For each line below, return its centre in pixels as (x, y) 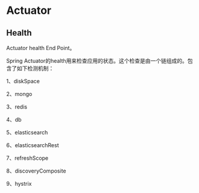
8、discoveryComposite (36, 171)
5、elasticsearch (27, 132)
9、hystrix (19, 184)
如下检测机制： (35, 68)
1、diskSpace (23, 81)
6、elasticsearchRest (33, 145)
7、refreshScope (27, 158)
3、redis (17, 107)
